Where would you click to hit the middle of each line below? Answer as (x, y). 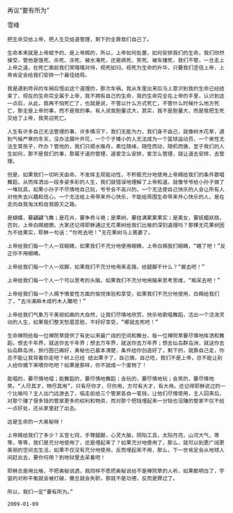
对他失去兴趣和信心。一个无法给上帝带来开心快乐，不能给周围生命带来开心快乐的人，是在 (116, 197)
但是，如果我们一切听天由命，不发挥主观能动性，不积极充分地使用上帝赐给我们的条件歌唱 (116, 175)
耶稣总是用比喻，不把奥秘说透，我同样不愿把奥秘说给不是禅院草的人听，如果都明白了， (113, 471)
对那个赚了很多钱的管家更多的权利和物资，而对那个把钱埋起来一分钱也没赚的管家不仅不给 (116, 401)
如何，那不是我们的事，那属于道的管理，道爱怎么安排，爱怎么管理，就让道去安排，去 (116, 154)
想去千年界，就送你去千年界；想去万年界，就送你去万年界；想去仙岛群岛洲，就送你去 (121, 343)
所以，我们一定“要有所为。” (40, 492)
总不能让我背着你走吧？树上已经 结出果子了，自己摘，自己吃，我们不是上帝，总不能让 (112, 358)
